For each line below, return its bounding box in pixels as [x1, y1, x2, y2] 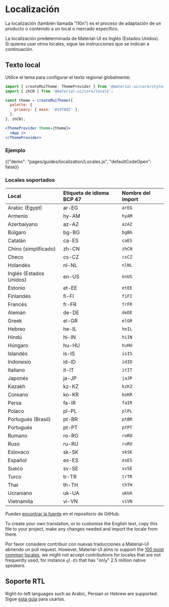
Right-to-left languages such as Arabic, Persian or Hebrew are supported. [5, 590, 158, 596]
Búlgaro [8, 229, 26, 236]
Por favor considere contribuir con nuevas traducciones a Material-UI [5, 541, 149, 547]
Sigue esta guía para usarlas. [5, 596, 65, 602]
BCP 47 [63, 196, 81, 203]
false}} [5, 164, 19, 170]
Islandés [8, 350, 28, 357]
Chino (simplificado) [8, 245, 56, 252]
